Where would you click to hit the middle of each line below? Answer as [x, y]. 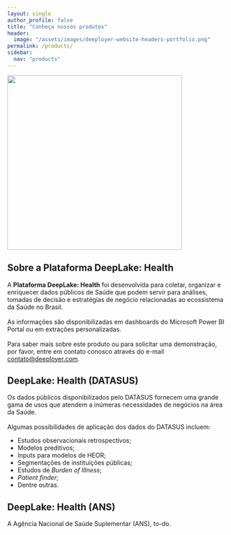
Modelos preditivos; [46, 448]
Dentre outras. [38, 485]
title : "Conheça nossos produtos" [58, 27]
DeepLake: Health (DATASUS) [73, 380]
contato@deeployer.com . [44, 359]
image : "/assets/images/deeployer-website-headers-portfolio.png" [112, 40]
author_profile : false [40, 20]
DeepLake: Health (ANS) [61, 507]
